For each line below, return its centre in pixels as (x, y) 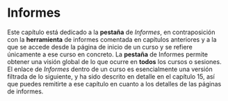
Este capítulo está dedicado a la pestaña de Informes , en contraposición (111, 32)
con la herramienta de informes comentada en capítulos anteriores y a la (112, 39)
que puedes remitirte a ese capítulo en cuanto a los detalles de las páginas (114, 84)
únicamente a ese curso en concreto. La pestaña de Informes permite (108, 54)
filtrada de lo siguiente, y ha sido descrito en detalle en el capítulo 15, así (111, 76)
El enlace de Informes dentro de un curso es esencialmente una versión (110, 69)
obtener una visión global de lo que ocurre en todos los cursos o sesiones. (114, 61)
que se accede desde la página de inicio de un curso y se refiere (100, 47)
